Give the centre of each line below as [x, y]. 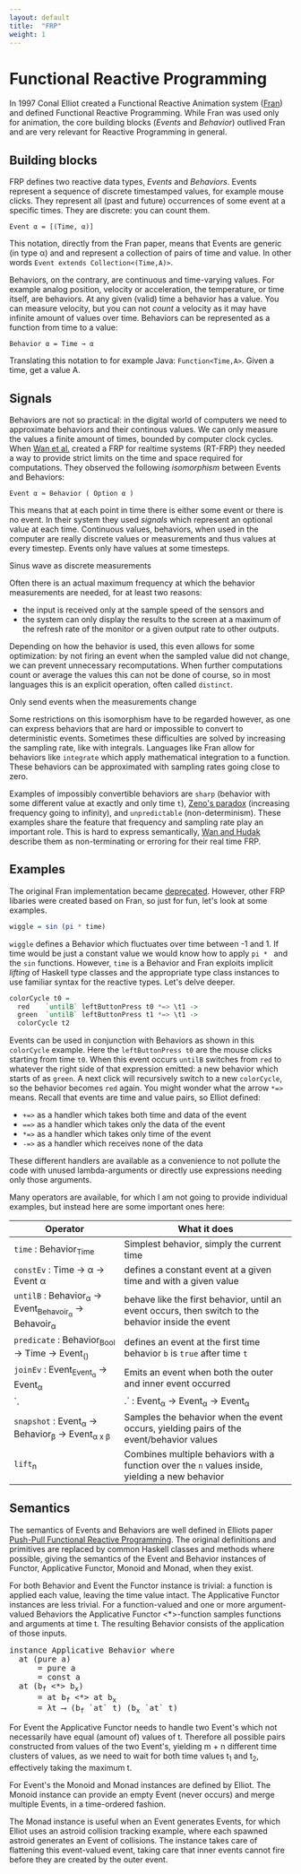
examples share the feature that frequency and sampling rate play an [137, 822]
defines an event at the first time [192, 1341]
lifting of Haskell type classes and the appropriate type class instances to [144, 972]
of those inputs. [38, 1633]
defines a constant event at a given [198, 1270]
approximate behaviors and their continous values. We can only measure [144, 429]
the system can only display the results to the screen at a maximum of [151, 619]
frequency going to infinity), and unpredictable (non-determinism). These [145, 812]
